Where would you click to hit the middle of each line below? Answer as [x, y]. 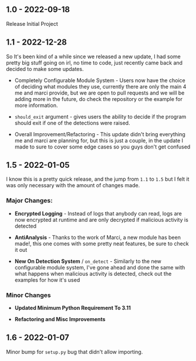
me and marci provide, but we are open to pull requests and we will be [99, 93]
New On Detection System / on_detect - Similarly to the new [88, 261]
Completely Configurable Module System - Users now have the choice [100, 80]
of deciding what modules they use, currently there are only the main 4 [100, 86]
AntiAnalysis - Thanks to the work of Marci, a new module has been [97, 237]
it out [21, 249]
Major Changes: [29, 201]
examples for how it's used [47, 280]
